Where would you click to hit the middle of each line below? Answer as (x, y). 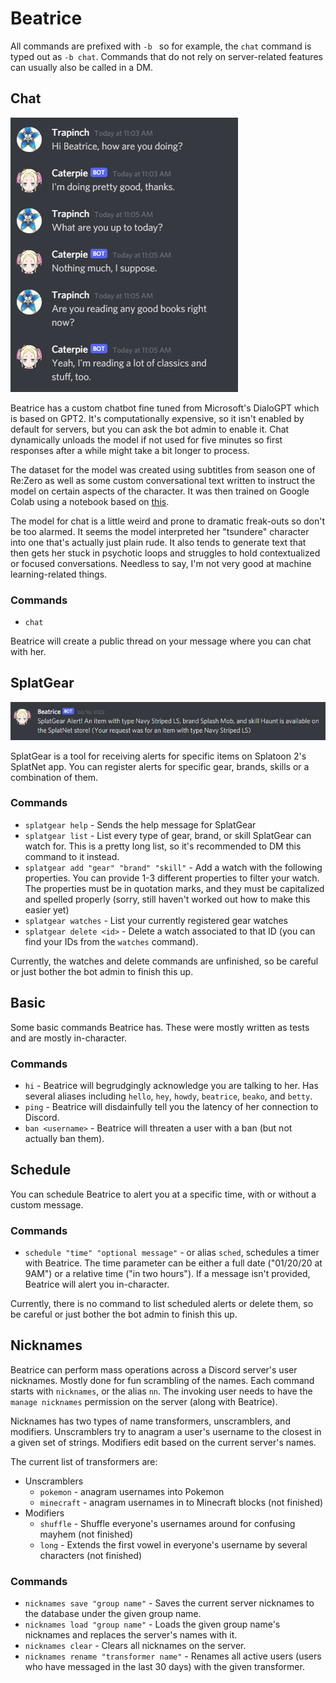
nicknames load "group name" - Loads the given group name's (152, 1624)
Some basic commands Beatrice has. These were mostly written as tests (160, 1027)
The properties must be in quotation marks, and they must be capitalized (174, 888)
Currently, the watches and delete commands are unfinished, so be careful (164, 961)
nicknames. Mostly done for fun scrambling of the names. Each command (162, 1380)
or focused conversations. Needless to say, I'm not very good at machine (161, 563)
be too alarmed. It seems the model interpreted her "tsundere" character (160, 531)
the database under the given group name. (113, 1614)
